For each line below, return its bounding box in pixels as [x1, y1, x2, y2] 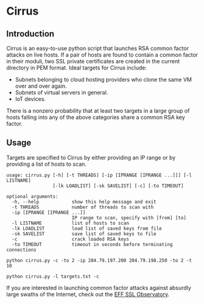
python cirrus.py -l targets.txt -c [6, 273, 99, 280]
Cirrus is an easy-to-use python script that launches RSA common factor [6, 44, 189, 52]
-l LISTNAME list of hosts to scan [12, 220, 130, 226]
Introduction [6, 29, 55, 39]
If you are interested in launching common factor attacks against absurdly [6, 284, 192, 291]
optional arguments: [6, 193, 59, 199]
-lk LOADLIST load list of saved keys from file [12, 225, 163, 232]
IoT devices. [15, 96, 46, 102]
